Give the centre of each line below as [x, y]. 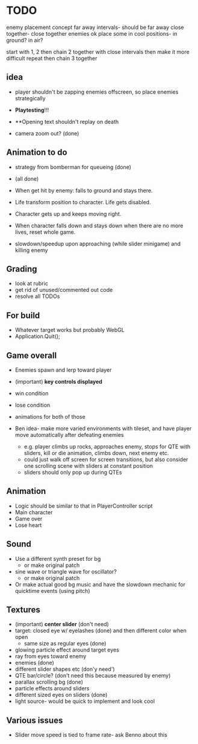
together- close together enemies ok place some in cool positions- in [92, 33]
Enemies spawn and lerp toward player [63, 370]
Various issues [35, 720]
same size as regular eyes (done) [65, 644]
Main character [34, 512]
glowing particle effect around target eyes [67, 650]
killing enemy [31, 250]
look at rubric [31, 283]
